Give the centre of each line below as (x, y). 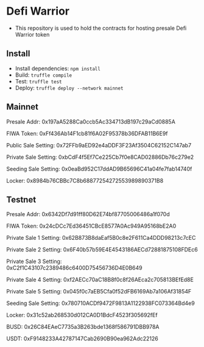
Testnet (21, 199)
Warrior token (32, 34)
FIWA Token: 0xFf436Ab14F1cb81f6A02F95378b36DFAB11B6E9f (87, 133)
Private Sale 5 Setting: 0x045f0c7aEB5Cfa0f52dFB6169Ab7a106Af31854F (99, 292)
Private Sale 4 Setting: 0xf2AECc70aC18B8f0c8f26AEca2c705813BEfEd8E (100, 280)
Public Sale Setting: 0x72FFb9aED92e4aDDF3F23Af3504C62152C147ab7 (99, 145)
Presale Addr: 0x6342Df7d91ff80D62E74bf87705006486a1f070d (88, 214)
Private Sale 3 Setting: (34, 261)
